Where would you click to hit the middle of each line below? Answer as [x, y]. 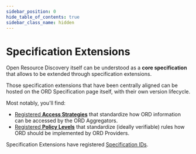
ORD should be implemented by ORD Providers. [72, 133]
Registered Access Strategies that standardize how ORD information [98, 115]
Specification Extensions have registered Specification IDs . [77, 145]
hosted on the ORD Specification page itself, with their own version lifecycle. [98, 92]
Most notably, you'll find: [36, 103]
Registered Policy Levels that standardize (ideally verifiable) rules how [100, 127]
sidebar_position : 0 [31, 11]
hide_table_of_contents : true [43, 17]
